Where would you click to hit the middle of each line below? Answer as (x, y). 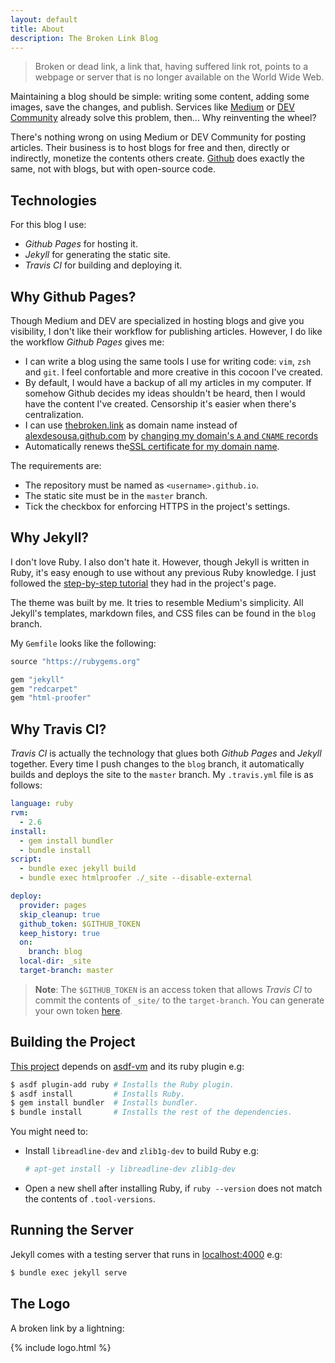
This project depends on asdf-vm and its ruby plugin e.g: (127, 1066)
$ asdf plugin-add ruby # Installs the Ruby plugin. (122, 1084)
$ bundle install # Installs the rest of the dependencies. (151, 1112)
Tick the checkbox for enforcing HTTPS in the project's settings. (157, 506)
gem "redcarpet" (44, 689)
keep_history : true (60, 933)
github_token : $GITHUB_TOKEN (80, 924)
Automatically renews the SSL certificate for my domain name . (152, 446)
